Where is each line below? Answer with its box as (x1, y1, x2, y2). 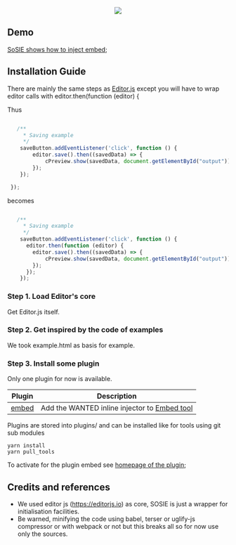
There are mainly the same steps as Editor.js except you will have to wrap (7, 84, 220, 93)
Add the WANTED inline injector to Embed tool (41, 403, 193, 413)
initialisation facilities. (17, 507, 79, 515)
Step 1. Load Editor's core (7, 292, 96, 302)
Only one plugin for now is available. (7, 375, 112, 383)
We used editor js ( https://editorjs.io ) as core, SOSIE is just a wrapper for (17, 499, 228, 508)
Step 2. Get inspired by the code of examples (7, 325, 164, 335)
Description (96, 391, 137, 401)
